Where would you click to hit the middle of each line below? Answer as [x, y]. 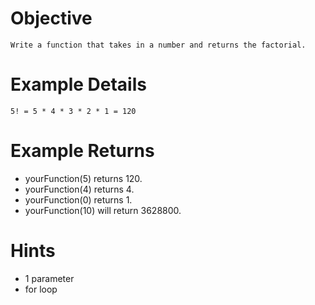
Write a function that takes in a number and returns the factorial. [158, 45]
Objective [51, 18]
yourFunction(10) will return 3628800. [103, 210]
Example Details [78, 84]
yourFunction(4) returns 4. [79, 189]
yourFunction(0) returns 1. [78, 199]
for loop [41, 289]
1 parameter [49, 278]
